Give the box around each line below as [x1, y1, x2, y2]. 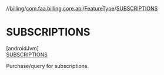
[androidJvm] [6, 45, 39, 52]
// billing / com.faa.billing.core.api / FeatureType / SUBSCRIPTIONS [6, 5, 158, 12]
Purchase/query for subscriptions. [6, 62, 89, 69]
